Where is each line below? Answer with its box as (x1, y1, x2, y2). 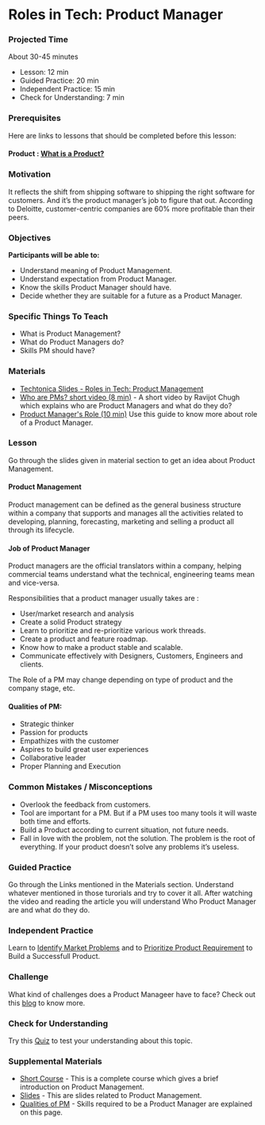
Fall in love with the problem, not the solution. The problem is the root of (19, 833, 255, 843)
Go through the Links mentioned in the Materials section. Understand (8, 880, 234, 889)
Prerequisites (8, 113, 61, 124)
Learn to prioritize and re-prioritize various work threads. (19, 626, 206, 636)
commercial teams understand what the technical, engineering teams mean (8, 570, 255, 579)
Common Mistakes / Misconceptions (8, 781, 153, 792)
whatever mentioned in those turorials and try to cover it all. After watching (8, 889, 253, 898)
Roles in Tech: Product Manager (8, 6, 224, 24)
